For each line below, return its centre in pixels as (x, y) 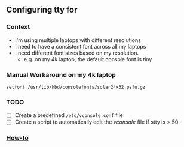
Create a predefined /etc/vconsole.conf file (69, 115)
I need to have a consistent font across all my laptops (80, 46)
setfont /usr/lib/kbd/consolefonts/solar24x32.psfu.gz (76, 87)
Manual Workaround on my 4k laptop (61, 74)
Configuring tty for (42, 10)
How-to (17, 138)
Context (18, 27)
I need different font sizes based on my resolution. (77, 53)
